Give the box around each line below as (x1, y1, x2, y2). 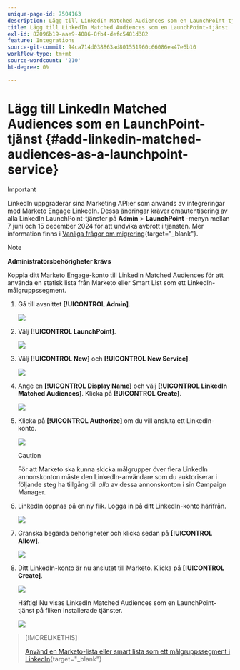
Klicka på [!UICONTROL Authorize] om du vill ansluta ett (17, 416, 186, 425)
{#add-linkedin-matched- (45, 131, 202, 147)
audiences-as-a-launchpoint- (7, 146, 189, 162)
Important (7, 185, 36, 194)
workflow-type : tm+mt (7, 51, 72, 58)
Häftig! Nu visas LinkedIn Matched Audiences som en (17, 598, 176, 607)
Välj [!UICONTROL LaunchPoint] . (17, 326, 116, 336)
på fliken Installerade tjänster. (35, 606, 123, 614)
